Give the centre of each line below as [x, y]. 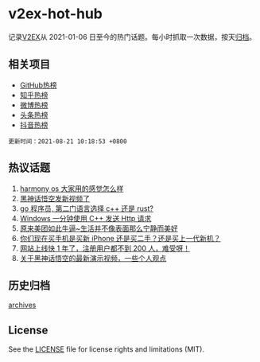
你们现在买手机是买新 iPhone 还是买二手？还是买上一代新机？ [120, 238]
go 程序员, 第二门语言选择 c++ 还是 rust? [86, 208]
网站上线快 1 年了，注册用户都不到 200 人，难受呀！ [105, 248]
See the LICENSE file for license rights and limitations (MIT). [107, 349]
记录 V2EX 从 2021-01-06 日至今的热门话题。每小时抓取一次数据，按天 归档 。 [132, 37]
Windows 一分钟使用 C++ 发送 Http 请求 [85, 218]
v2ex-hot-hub [56, 14]
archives [22, 305]
